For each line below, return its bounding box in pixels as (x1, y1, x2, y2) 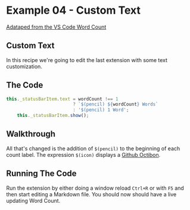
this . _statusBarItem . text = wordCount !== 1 (6, 96, 119, 102)
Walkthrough (6, 129, 55, 139)
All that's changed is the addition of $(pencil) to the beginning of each (6, 144, 180, 152)
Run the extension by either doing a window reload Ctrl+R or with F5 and (6, 184, 185, 192)
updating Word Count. (6, 197, 61, 204)
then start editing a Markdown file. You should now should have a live (6, 190, 177, 197)
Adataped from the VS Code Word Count (6, 23, 107, 30)
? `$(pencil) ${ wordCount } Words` (72, 101, 159, 107)
